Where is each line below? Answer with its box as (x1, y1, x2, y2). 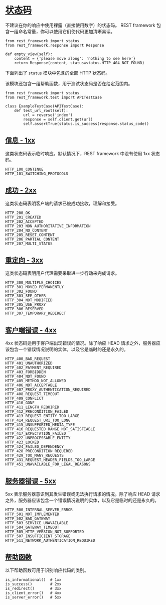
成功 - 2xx (5, 186, 37, 195)
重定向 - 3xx (5, 256, 44, 264)
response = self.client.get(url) (23, 116, 93, 122)
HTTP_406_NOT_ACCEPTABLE (5, 383, 57, 388)
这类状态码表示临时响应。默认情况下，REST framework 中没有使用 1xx (5, 150, 150, 156)
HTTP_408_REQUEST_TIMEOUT (5, 392, 59, 397)
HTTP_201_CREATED (5, 214, 42, 220)
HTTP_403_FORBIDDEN (5, 370, 46, 375)
